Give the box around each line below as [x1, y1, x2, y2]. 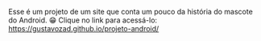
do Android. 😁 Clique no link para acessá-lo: [8, 15, 158, 25]
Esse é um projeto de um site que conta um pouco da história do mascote [8, 7, 254, 16]
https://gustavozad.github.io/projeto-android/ [8, 24, 159, 33]
